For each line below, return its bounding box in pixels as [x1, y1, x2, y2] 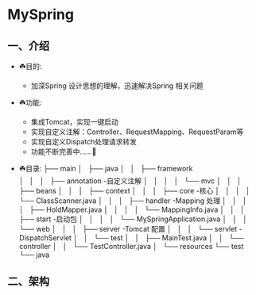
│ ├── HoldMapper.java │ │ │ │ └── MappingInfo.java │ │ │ [18, 205, 246, 214]
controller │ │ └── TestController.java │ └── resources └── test [18, 242, 244, 251]
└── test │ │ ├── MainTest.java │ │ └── [93, 233, 244, 243]
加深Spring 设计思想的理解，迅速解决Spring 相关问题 [30, 81, 204, 90]
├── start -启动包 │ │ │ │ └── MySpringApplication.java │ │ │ [18, 214, 248, 224]
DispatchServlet [18, 233, 72, 243]
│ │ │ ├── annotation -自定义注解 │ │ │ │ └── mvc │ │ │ [18, 176, 242, 186]
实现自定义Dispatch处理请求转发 [30, 137, 137, 146]
